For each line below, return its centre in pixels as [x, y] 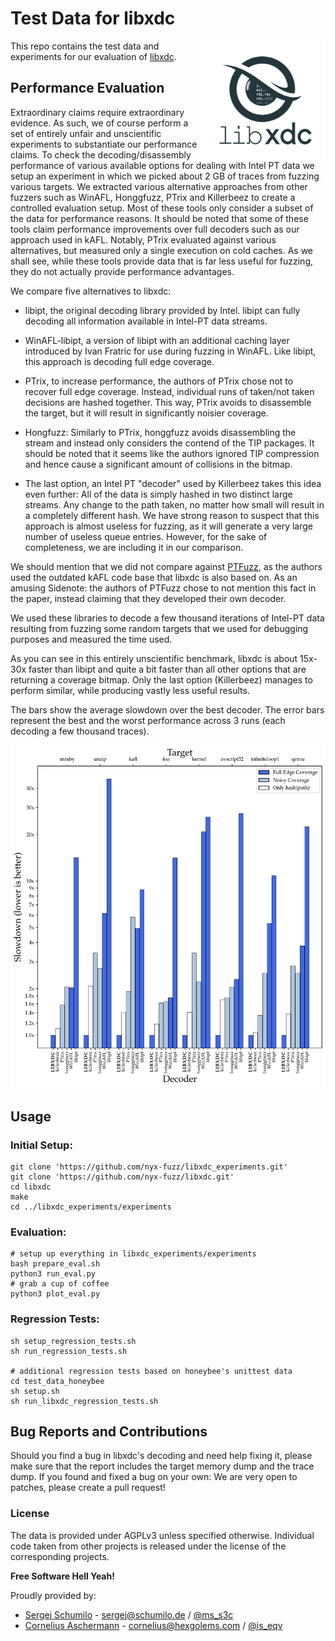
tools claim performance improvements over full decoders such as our [155, 229]
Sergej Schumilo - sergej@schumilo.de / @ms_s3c [129, 1614]
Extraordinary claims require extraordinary [97, 112]
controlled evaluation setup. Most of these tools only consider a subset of [162, 208]
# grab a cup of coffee [60, 1284]
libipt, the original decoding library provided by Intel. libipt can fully [162, 310]
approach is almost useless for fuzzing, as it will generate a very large [169, 526]
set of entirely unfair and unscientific [86, 133]
